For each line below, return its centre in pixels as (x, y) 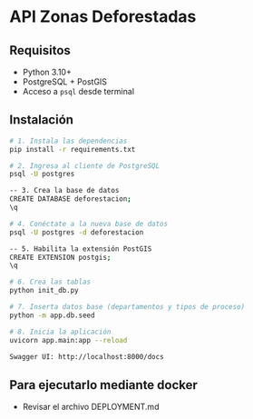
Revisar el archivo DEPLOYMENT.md (91, 407)
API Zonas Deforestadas (103, 17)
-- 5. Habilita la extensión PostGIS (81, 249)
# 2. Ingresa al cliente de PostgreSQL (85, 165)
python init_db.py (44, 291)
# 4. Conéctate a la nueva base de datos (89, 224)
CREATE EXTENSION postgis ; (60, 257)
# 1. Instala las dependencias (68, 141)
